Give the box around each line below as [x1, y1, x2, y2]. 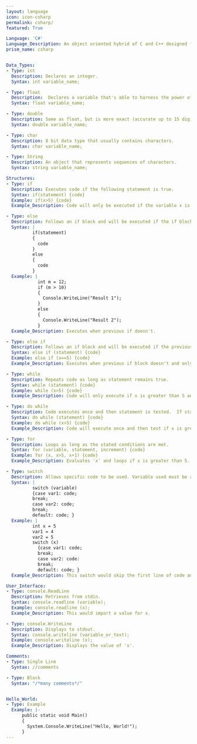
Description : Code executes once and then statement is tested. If [11, 409, 182, 415]
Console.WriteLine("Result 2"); [43, 317, 122, 323]
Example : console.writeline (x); [11, 637, 93, 644]
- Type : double [6, 111, 43, 117]
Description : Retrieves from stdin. [11, 594, 101, 600]
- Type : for [6, 436, 35, 442]
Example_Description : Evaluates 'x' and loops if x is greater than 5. [11, 458, 191, 464]
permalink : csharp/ [6, 19, 54, 25]
